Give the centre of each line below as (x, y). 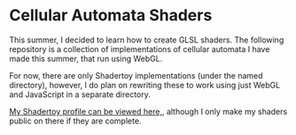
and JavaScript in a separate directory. (80, 94)
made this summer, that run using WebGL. (86, 58)
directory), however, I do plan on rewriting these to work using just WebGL (145, 85)
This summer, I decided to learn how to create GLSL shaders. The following (147, 40)
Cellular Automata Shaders (111, 15)
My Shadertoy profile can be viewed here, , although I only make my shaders (148, 111)
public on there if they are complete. (75, 121)
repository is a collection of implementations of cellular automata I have (140, 49)
